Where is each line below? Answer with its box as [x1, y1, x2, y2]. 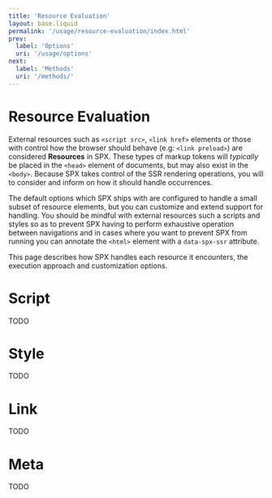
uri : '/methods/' [15, 72, 75, 80]
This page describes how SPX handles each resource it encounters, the [8, 252, 248, 262]
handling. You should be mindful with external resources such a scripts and [8, 210, 261, 220]
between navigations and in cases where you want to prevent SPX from [8, 227, 248, 237]
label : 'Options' [15, 42, 75, 50]
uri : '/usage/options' [15, 50, 93, 58]
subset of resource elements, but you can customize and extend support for [8, 201, 264, 211]
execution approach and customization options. [8, 261, 168, 271]
